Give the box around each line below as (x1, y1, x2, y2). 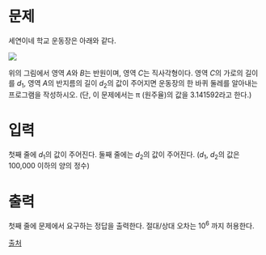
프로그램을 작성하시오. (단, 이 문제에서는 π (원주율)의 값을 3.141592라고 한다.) (8, 90, 252, 100)
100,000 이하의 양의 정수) (8, 161, 91, 171)
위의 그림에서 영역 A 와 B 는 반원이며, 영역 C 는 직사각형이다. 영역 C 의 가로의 (8, 68, 244, 78)
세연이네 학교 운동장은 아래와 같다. (8, 36, 116, 45)
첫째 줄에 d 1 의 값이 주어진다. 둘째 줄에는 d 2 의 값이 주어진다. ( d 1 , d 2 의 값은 (8, 149, 240, 161)
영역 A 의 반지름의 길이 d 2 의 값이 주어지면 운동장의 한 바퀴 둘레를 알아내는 (27, 78, 259, 90)
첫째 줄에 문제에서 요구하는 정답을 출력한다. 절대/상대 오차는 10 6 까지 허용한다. (8, 219, 255, 231)
